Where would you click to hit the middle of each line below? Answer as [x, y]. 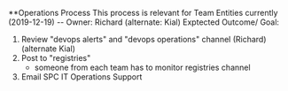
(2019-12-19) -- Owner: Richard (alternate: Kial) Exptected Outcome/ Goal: [144, 22]
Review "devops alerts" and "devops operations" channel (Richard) [144, 39]
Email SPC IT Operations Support [82, 77]
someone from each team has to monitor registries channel [142, 67]
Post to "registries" [56, 58]
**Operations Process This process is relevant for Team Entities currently [143, 13]
